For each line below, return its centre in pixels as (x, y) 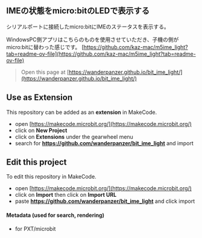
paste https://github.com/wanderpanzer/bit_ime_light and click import (105, 201)
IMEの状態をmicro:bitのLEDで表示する (78, 11)
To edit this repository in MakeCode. (51, 177)
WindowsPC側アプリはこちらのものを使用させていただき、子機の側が (93, 39)
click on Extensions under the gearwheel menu (74, 137)
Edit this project (36, 162)
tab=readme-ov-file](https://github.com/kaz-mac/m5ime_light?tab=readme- (101, 54)
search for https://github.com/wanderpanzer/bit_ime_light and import (104, 143)
